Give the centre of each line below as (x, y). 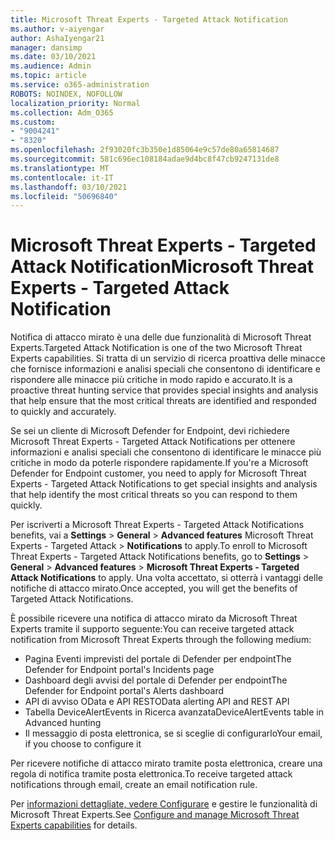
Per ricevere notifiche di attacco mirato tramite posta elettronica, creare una (166, 763)
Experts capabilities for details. (74, 825)
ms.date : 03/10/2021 (53, 57)
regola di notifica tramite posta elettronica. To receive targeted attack (151, 774)
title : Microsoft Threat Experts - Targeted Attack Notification (149, 19)
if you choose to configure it (83, 744)
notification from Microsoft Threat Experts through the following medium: (161, 640)
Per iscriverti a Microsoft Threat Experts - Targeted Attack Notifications (157, 525)
